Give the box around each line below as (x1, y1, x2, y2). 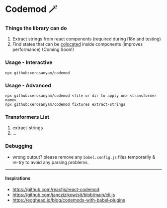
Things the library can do (5, 25, 67, 32)
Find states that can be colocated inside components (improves (12, 41, 143, 47)
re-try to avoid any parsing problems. (12, 159, 89, 165)
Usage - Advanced (5, 82, 51, 89)
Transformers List (5, 114, 50, 120)
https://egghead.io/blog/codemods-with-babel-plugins (12, 197, 125, 203)
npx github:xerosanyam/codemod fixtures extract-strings (5, 102, 126, 107)
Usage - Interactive (5, 59, 53, 66)
